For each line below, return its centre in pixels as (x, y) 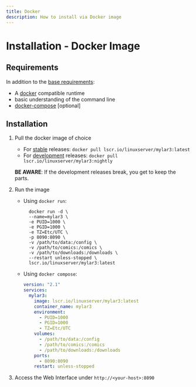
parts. (22, 178)
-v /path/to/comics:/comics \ (65, 248)
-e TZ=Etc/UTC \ (48, 232)
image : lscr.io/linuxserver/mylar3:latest (87, 301)
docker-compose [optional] (47, 106)
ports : (42, 355)
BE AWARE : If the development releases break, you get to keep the (95, 172)
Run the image (32, 190)
